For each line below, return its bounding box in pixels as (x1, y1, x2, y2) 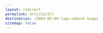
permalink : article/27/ (5, 12, 54, 16)
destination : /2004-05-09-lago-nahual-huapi (5, 16, 99, 21)
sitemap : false (5, 20, 37, 26)
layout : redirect (5, 7, 41, 12)
